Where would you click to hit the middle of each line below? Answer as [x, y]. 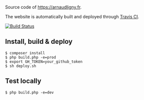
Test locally [23, 81]
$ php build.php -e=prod [31, 57]
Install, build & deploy [39, 42]
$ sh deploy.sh [21, 66]
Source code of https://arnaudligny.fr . [43, 7]
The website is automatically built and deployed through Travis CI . [72, 17]
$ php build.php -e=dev [30, 92]
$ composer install [25, 53]
